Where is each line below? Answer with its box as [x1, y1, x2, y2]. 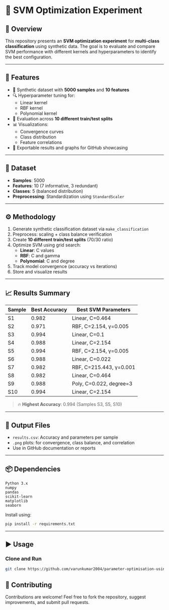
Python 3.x [5, 481, 28, 486]
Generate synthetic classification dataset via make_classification [12, 226, 149, 232]
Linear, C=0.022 [72, 356, 111, 363]
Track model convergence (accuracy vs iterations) [12, 263, 117, 269]
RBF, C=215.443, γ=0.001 [72, 364, 136, 371]
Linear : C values [20, 247, 54, 253]
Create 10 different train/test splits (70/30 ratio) [12, 237, 113, 243]
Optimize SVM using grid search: [12, 242, 81, 248]
